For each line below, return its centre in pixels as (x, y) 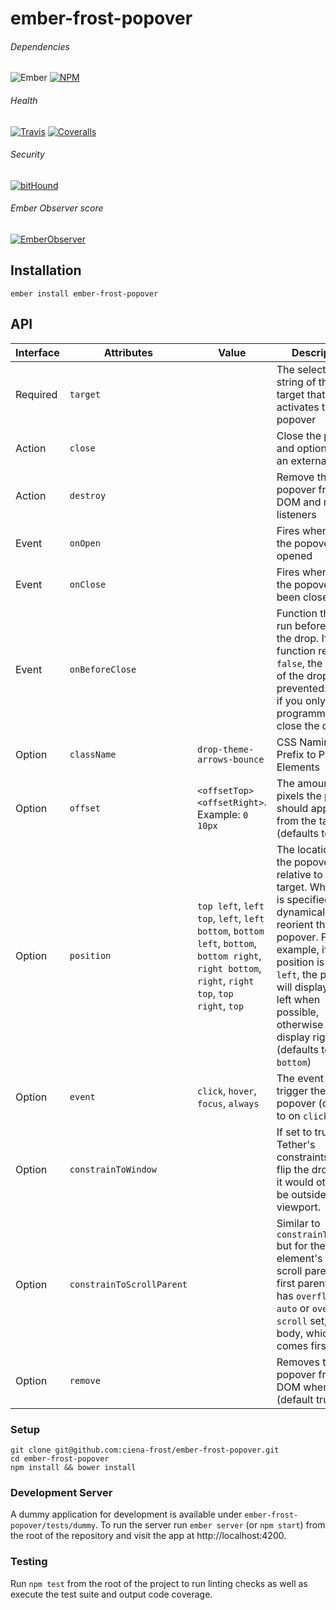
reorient (295, 924)
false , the (299, 663)
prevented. (302, 688)
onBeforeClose (103, 669)
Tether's (296, 1144)
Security (27, 154)
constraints (303, 1157)
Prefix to (296, 754)
